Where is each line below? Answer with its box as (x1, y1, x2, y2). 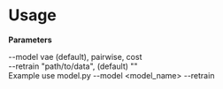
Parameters (8, 34, 52, 45)
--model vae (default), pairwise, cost (8, 51, 142, 62)
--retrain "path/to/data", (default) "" (8, 61, 138, 71)
